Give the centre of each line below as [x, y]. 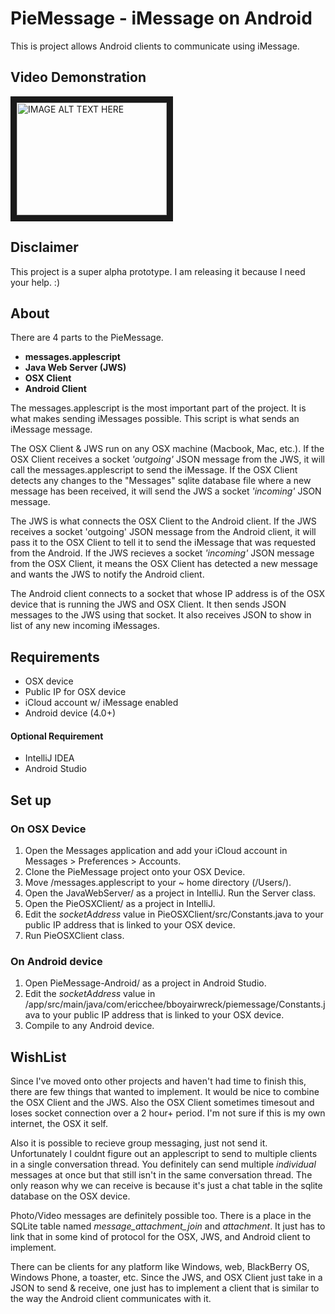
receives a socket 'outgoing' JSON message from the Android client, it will [163, 532]
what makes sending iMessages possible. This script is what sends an [155, 419]
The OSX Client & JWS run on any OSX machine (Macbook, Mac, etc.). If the [167, 449]
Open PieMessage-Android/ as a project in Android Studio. [145, 983]
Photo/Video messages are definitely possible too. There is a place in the [161, 1216]
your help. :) [35, 282]
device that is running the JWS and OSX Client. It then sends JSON [148, 604]
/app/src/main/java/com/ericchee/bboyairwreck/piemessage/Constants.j [175, 1004]
